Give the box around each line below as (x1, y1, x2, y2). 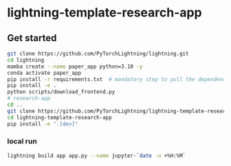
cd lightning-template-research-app (7, 114, 112, 121)
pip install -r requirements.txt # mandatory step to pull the (7, 75, 195, 83)
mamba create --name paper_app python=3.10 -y (7, 63, 143, 70)
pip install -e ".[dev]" (7, 120, 78, 128)
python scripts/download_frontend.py (7, 88, 115, 95)
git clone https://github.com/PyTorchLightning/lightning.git (7, 50, 189, 57)
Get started (7, 32, 57, 44)
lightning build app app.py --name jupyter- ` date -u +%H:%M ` (7, 152, 186, 159)
